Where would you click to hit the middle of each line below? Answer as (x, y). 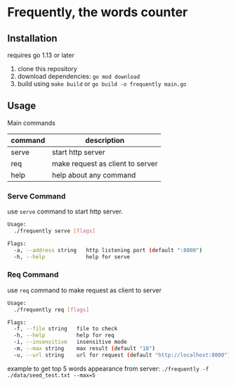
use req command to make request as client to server (85, 290)
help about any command (94, 175)
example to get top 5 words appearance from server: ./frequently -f (108, 368)
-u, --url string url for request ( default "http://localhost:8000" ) (122, 355)
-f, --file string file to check (66, 329)
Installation (32, 38)
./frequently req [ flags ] (52, 310)
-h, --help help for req (64, 335)
